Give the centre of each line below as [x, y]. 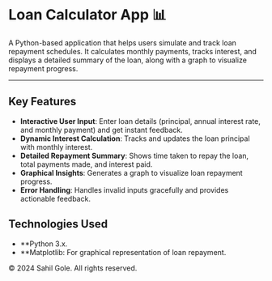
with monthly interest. [56, 147]
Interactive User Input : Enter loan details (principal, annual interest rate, [140, 121]
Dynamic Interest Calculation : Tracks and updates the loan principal [135, 138]
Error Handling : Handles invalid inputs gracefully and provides [124, 189]
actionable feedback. [55, 198]
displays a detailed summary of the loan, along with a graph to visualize [127, 60]
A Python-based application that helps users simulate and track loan [123, 43]
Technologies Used [58, 224]
